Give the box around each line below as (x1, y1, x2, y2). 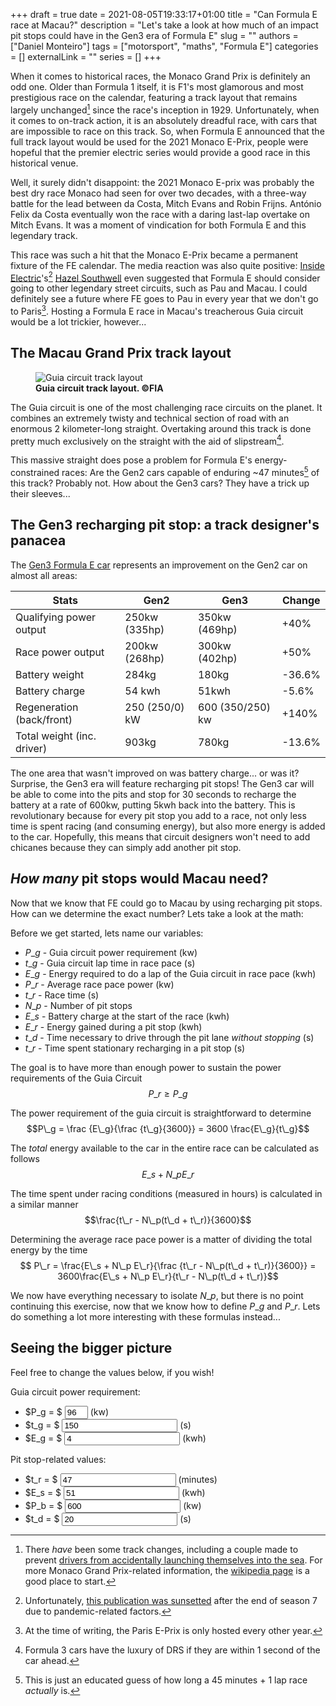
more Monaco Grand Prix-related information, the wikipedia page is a (24, 1564, 310, 1576)
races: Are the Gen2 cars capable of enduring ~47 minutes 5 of (61, 465, 320, 479)
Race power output (15, 645, 105, 659)
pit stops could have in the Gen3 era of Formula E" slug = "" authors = (10, 30, 299, 41)
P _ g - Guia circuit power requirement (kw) (24, 946, 198, 958)
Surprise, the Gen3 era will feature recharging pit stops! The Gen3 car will (10, 777, 315, 789)
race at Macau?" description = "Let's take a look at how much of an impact (10, 19, 319, 31)
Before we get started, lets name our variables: (10, 927, 204, 939)
